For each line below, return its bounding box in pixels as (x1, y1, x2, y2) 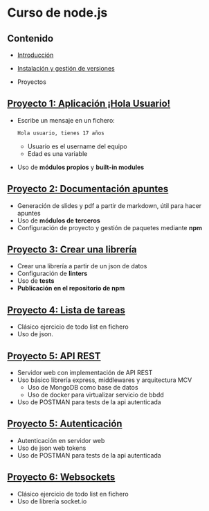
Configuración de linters (17, 269, 88, 278)
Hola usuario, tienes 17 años (17, 130, 105, 137)
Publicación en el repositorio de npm (17, 284, 125, 293)
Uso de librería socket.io (17, 497, 87, 505)
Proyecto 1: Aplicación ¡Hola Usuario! (7, 98, 171, 110)
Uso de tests (17, 277, 55, 285)
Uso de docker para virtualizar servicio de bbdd (27, 390, 164, 399)
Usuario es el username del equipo (27, 142, 127, 150)
